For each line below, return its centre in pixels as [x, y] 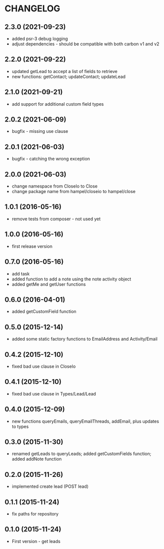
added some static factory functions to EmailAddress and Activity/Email [84, 339]
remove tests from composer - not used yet [56, 219]
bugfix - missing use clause [40, 131]
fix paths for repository [35, 514]
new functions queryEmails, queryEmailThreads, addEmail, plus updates [85, 421]
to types [20, 426]
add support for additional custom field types [58, 104]
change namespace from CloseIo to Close [55, 186]
